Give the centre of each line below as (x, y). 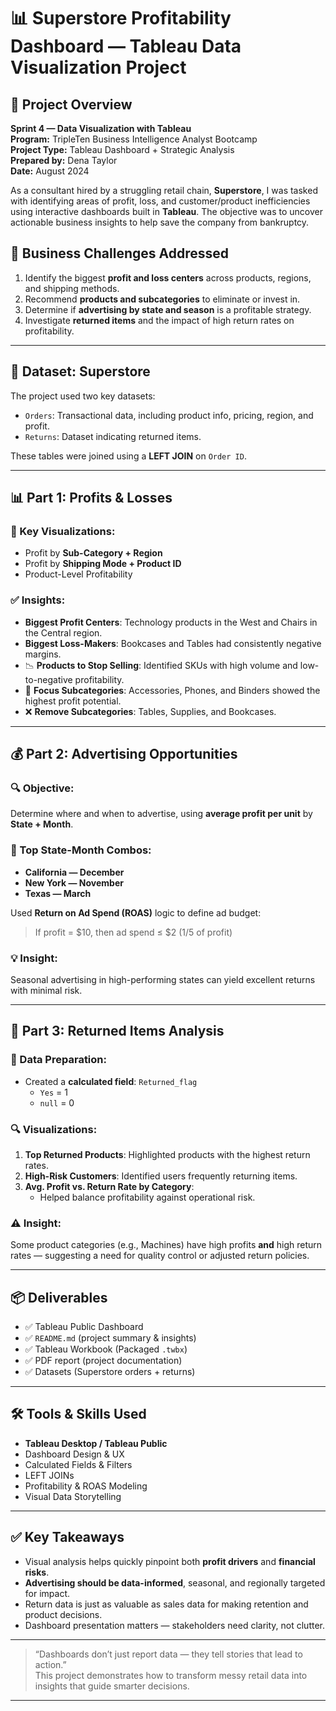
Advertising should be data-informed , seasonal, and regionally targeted (175, 1582)
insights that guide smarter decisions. (112, 1686)
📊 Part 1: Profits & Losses (91, 498)
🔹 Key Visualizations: (63, 531)
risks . (37, 1572)
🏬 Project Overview (71, 104)
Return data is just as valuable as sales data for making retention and (166, 1604)
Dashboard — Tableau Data (126, 46)
